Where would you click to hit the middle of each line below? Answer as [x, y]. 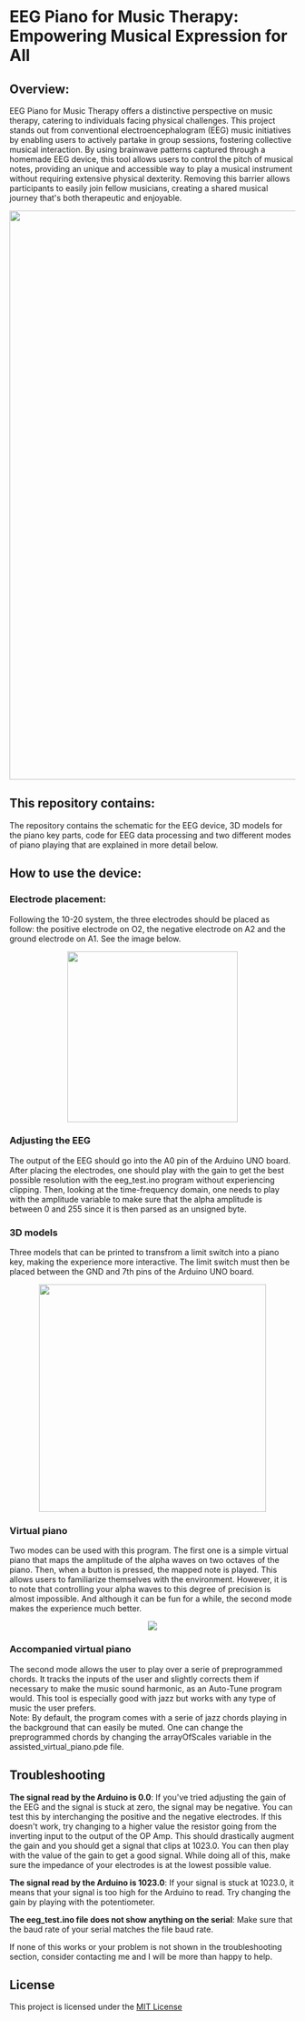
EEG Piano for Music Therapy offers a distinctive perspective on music [142, 111]
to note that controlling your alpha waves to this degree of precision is [140, 1589]
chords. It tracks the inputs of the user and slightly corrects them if [134, 1679]
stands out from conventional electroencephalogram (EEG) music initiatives [150, 130]
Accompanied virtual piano [70, 1650]
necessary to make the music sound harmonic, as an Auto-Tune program [146, 1688]
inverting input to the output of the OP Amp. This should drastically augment [152, 1835]
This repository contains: [83, 803]
